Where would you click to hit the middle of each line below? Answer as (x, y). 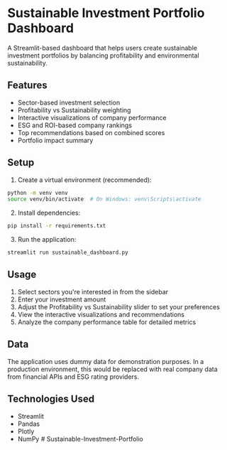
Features (27, 86)
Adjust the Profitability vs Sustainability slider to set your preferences (118, 306)
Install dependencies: (49, 213)
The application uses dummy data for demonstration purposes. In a (106, 361)
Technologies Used (51, 399)
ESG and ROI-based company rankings (75, 125)
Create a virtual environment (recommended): (84, 180)
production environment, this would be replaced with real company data (112, 369)
